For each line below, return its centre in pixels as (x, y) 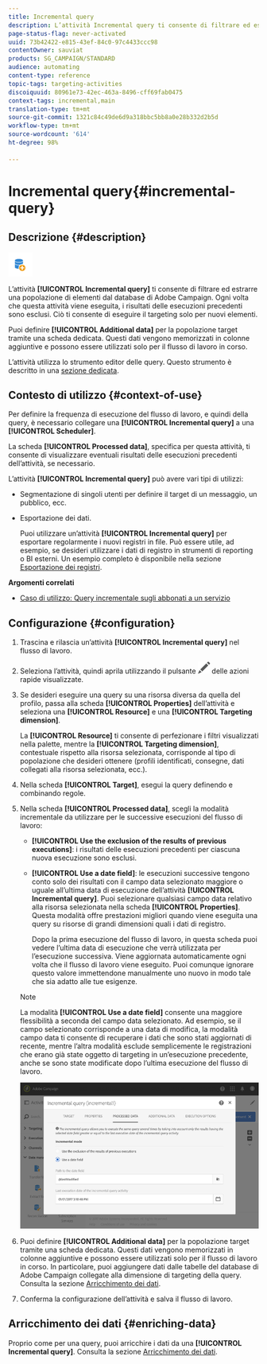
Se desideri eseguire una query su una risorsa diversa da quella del (130, 695)
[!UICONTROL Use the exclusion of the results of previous (129, 841)
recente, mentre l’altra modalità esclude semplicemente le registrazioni (135, 1046)
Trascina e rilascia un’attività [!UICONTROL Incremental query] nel (130, 642)
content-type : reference (49, 76)
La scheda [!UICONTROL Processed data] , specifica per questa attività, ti (129, 447)
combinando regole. (52, 793)
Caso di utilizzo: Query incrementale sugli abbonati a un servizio (125, 598)
